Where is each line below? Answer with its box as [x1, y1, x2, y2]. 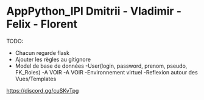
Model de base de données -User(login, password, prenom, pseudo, [15, 62, 188, 70]
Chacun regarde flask [15, 49, 70, 56]
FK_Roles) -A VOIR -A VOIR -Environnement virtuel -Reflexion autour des [15, 68, 198, 76]
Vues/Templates [15, 75, 57, 82]
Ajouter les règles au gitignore [15, 55, 91, 63]
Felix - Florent [6, 17, 78, 31]
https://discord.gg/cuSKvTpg [6, 87, 79, 94]
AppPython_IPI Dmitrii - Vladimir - [6, 4, 181, 18]
